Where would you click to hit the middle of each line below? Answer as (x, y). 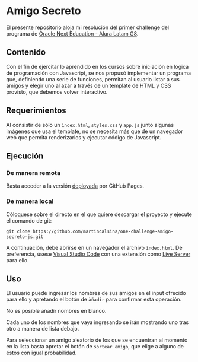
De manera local (30, 201)
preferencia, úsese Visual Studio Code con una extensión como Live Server (98, 254)
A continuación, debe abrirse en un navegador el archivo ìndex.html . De (94, 247)
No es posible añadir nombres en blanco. (56, 311)
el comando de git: (29, 220)
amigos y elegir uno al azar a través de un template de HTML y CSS (89, 85)
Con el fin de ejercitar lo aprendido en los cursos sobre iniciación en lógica (98, 66)
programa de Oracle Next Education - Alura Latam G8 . (72, 33)
